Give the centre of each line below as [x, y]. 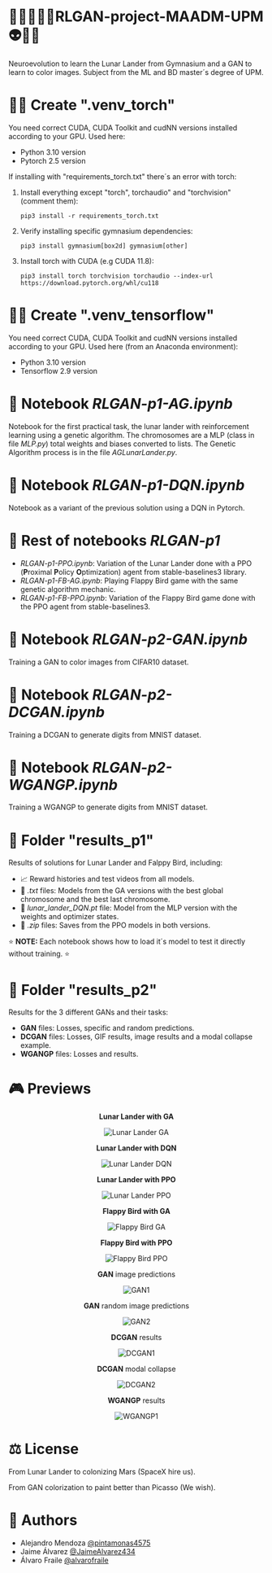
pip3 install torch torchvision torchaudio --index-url [117, 276]
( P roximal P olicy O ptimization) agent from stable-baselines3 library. [133, 572]
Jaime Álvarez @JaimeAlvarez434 [78, 1552]
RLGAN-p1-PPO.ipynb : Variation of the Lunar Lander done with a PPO [136, 563]
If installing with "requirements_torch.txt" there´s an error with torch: [123, 176]
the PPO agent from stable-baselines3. [85, 607]
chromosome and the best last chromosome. [95, 900]
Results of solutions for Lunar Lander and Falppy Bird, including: [116, 863]
